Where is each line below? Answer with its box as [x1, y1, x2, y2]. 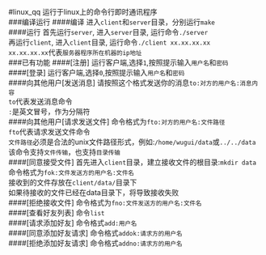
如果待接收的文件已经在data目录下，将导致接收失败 [8, 188, 179, 197]
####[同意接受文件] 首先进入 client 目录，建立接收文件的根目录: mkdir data [8, 157, 257, 167]
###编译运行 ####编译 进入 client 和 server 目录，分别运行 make [8, 17, 216, 27]
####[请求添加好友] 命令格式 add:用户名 [8, 218, 137, 227]
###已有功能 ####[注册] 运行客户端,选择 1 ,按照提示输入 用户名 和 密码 [8, 57, 229, 67]
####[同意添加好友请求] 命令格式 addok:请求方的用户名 [8, 228, 183, 237]
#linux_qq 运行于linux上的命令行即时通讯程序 [8, 7, 158, 16]
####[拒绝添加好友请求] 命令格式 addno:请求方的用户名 [8, 238, 183, 248]
